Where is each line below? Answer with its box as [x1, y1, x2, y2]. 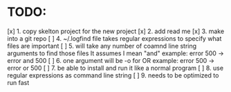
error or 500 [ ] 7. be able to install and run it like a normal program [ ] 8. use [7, 64, 223, 72]
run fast [7, 78, 30, 86]
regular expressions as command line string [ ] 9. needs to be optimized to [7, 71, 219, 80]
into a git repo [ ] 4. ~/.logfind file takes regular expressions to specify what [7, 34, 222, 42]
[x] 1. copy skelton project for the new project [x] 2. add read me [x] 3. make [7, 27, 225, 35]
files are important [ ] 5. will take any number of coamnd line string [7, 42, 197, 50]
